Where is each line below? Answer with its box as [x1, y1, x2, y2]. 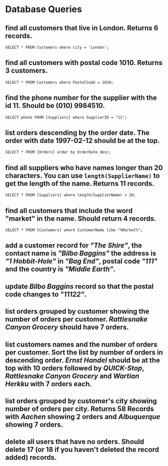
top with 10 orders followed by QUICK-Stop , [5, 364, 144, 372]
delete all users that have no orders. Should [5, 438, 144, 446]
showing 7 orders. [5, 421, 63, 429]
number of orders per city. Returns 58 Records [5, 405, 154, 413]
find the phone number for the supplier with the [5, 93, 157, 102]
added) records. [5, 453, 57, 462]
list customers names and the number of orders [5, 340, 157, 349]
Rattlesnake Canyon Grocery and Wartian [5, 372, 140, 380]
